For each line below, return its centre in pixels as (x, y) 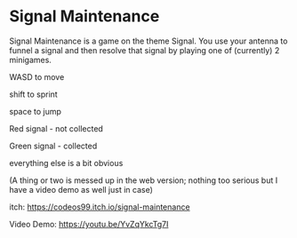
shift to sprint (33, 94)
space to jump (36, 111)
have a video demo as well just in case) (81, 189)
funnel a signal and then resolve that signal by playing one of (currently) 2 (144, 50)
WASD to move (37, 76)
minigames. (30, 59)
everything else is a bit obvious (66, 163)
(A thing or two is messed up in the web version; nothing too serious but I (144, 180)
